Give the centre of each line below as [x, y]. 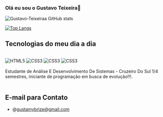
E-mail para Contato [36, 97]
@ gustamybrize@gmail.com [41, 109]
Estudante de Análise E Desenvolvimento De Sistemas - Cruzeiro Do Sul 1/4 [82, 72]
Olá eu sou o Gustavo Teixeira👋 [43, 8]
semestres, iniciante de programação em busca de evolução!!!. [69, 77]
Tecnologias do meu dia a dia [50, 44]
